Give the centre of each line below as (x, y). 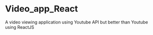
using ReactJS (20, 27)
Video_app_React (42, 9)
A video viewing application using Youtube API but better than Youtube (76, 22)
